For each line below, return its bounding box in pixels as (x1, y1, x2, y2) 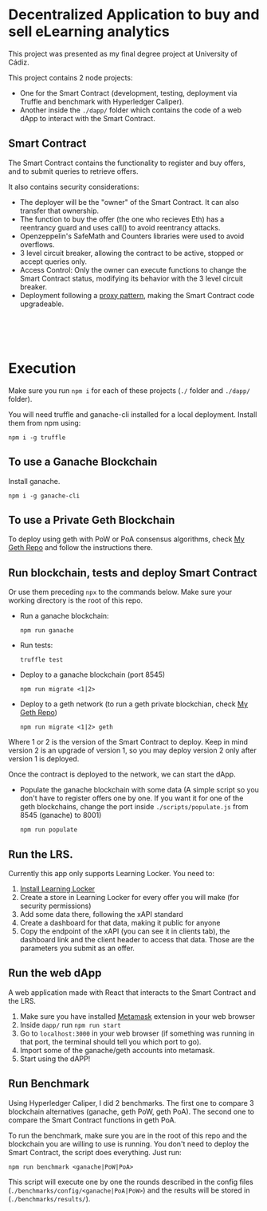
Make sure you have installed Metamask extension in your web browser (19, 1011, 255, 1021)
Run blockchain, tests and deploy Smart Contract (8, 566, 257, 580)
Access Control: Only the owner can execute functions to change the (19, 265, 247, 274)
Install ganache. (8, 476, 61, 486)
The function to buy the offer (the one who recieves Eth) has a (19, 214, 225, 224)
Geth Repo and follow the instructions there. (8, 543, 153, 552)
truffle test (19, 656, 64, 664)
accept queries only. (19, 257, 88, 266)
